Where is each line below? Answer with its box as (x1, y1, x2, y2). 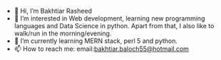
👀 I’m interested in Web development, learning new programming (14, 14, 205, 23)
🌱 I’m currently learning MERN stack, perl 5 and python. (14, 37, 178, 45)
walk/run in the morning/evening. (14, 29, 112, 37)
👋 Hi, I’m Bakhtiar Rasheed (14, 7, 93, 15)
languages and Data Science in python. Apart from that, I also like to (14, 22, 215, 30)
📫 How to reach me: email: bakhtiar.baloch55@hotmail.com (14, 44, 189, 53)
